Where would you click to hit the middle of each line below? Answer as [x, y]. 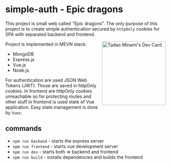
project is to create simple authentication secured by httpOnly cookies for [83, 29]
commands [23, 129]
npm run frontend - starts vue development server [65, 146]
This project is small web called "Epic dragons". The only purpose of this [81, 23]
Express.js [23, 59]
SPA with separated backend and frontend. [50, 34]
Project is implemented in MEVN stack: [46, 44]
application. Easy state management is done [52, 107]
